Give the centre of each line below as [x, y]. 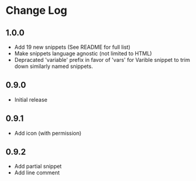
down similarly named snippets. [54, 66]
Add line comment [37, 173]
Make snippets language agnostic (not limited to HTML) [83, 54]
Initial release [31, 99]
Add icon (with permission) [48, 133]
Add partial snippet [38, 167]
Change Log [36, 11]
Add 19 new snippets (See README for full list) [72, 47]
